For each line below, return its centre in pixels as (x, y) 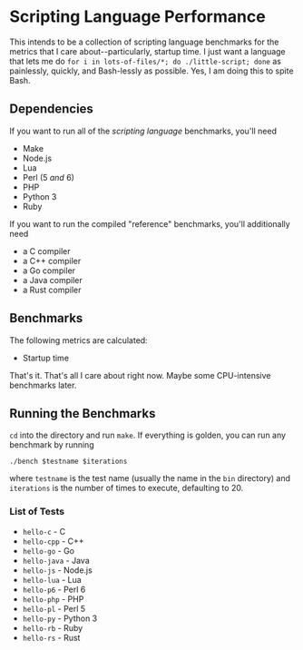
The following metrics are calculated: (78, 340)
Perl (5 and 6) (49, 177)
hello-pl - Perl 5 (54, 608)
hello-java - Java (56, 560)
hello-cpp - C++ (53, 541)
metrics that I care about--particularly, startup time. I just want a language (147, 51)
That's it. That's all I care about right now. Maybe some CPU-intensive (140, 375)
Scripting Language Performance (137, 17)
